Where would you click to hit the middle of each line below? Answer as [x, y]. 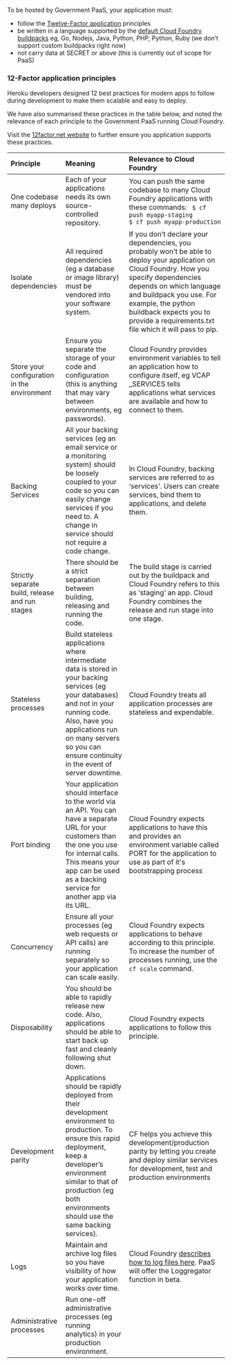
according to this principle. [172, 943]
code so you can [92, 491]
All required [84, 252]
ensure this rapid [93, 1138]
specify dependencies [165, 278]
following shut [88, 1058]
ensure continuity [94, 756]
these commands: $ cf [168, 207]
